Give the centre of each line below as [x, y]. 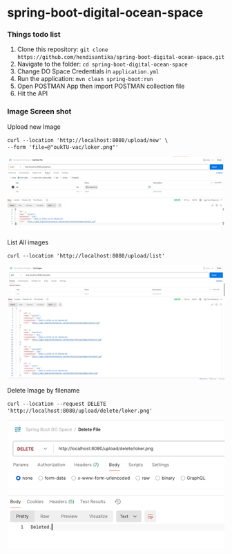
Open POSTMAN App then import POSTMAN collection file [101, 86]
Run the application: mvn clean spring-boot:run [85, 79]
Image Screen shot [39, 111]
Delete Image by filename [43, 391]
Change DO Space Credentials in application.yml [88, 71]
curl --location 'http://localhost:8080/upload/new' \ [88, 140]
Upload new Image [34, 127]
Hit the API [32, 93]
